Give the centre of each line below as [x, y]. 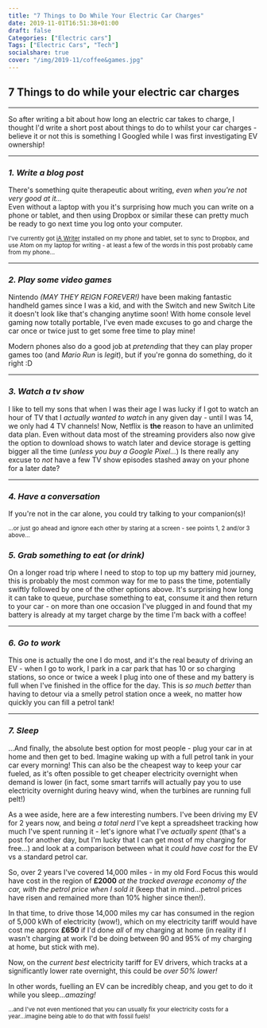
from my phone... [32, 252]
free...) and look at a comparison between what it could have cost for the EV [133, 848]
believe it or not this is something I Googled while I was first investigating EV [133, 135]
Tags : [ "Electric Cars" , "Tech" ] [64, 45]
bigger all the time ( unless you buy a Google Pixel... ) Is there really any [124, 451]
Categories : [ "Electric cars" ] [60, 38]
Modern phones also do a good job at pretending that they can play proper [130, 347]
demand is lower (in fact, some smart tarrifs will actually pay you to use [125, 782]
